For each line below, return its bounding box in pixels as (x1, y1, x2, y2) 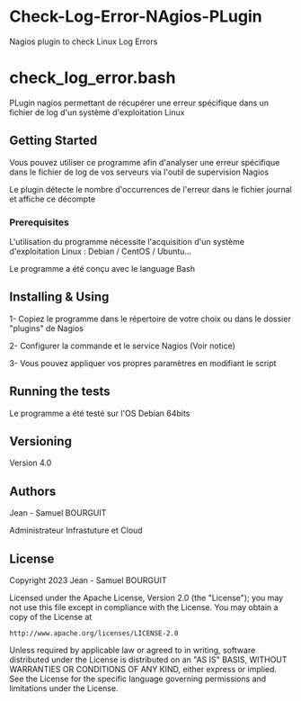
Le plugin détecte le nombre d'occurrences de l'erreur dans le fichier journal (9, 184, 292, 194)
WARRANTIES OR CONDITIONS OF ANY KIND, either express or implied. (9, 664, 277, 675)
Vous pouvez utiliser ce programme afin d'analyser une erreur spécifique (9, 157, 280, 167)
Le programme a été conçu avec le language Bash (9, 263, 196, 274)
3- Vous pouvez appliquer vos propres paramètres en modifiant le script (9, 357, 277, 368)
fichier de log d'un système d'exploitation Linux (9, 106, 185, 118)
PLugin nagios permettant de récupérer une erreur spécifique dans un (9, 97, 270, 108)
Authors (9, 483, 57, 499)
